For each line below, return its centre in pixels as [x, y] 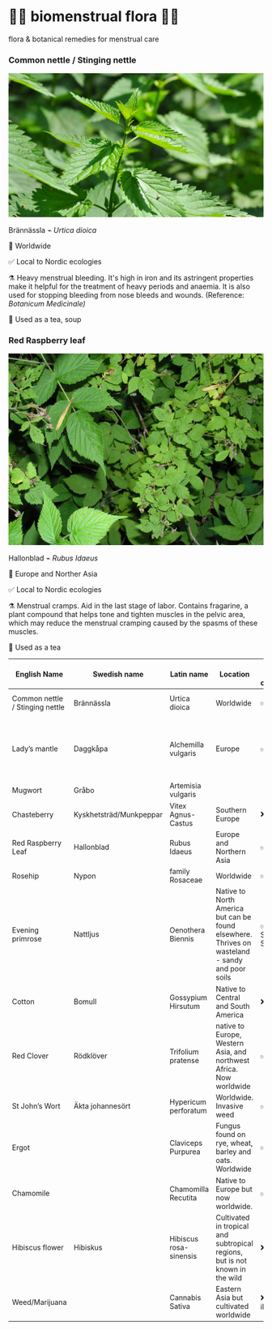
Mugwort [27, 790]
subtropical [234, 1243]
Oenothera [187, 930]
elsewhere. [234, 934]
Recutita [183, 1197]
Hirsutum [185, 1006]
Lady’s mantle [35, 749]
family [180, 872]
